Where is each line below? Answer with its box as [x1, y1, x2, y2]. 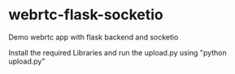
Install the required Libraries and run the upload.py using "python [8, 47, 228, 57]
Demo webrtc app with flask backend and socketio [8, 32, 179, 42]
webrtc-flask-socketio [8, 6, 164, 24]
